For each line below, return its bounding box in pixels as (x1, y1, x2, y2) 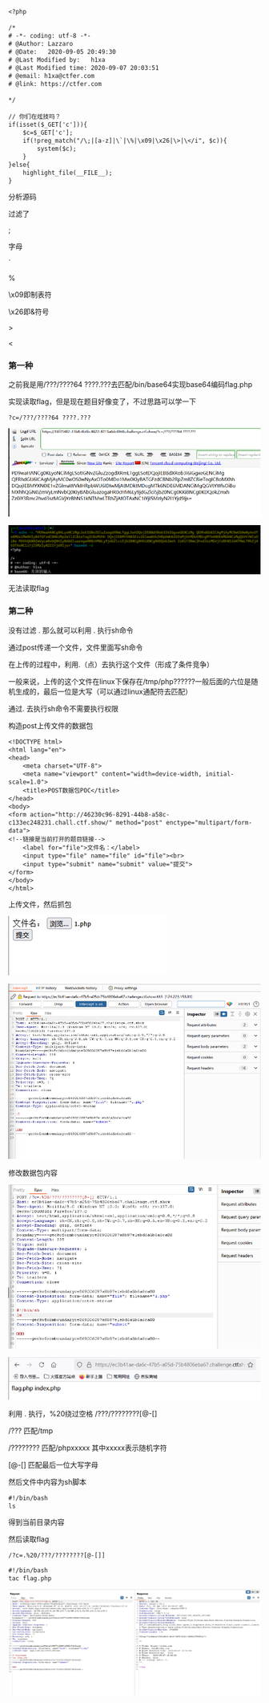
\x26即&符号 (8, 307, 50, 316)
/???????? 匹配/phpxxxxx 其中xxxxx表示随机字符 (8, 1443, 167, 1452)
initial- (205, 770, 235, 778)
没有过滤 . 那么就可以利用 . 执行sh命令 (8, 625, 134, 635)
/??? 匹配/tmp (8, 1426, 54, 1436)
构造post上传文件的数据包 (8, 720, 94, 730)
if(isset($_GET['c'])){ (8, 120, 88, 128)
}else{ (8, 161, 30, 169)
